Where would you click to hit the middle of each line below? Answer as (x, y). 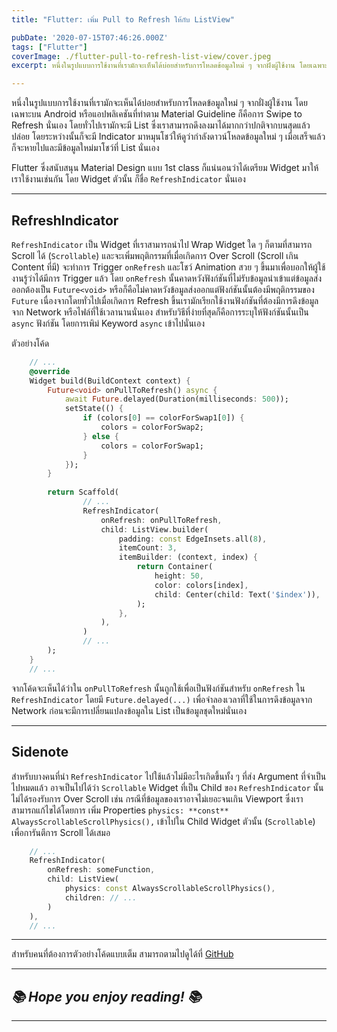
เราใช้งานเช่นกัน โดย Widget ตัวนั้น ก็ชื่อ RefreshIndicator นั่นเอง (128, 179)
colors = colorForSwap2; (152, 427)
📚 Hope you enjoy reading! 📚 (106, 996)
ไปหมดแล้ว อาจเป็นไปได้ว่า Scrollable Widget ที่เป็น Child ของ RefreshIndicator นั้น (167, 787)
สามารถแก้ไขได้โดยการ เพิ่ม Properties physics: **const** (120, 810)
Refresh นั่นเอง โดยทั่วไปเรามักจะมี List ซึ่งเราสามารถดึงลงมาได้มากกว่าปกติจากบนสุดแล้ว (161, 125)
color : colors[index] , (201, 585)
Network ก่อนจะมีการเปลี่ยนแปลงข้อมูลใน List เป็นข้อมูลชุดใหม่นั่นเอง (129, 710)
